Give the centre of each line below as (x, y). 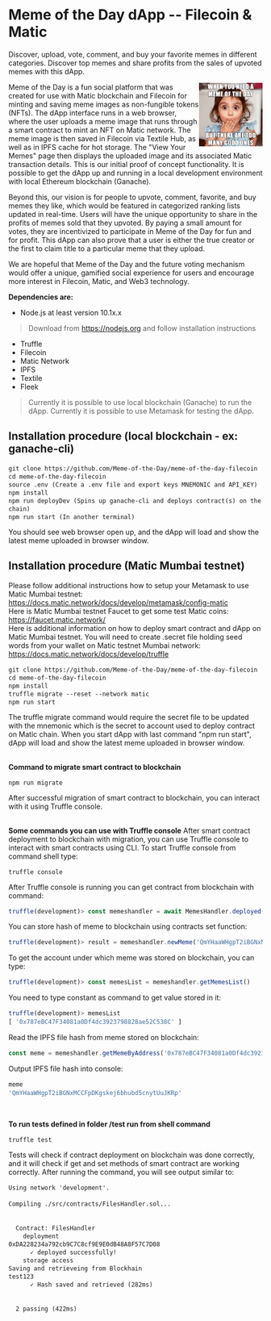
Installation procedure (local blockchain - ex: (123, 436)
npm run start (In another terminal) (72, 517)
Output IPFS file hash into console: (66, 1068)
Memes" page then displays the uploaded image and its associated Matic (130, 156)
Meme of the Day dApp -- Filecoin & (130, 15)
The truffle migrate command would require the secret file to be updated (129, 717)
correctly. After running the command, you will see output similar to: (121, 1173)
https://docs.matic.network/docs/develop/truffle (89, 654)
